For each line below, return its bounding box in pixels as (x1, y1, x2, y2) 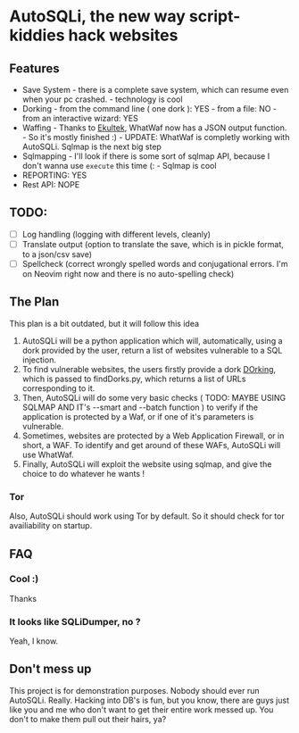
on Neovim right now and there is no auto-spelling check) (21, 269, 235, 279)
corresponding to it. (21, 382, 96, 394)
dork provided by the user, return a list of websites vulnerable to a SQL (21, 345, 283, 355)
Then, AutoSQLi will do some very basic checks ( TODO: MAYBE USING (21, 392, 287, 403)
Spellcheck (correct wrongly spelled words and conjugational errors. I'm (21, 258, 288, 269)
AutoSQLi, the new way (9, 6, 186, 27)
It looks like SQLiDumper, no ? (9, 615, 141, 628)
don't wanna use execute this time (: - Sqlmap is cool (21, 161, 217, 171)
